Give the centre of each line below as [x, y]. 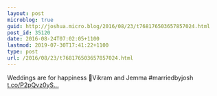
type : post [23, 52]
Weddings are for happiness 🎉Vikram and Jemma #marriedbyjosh [100, 77]
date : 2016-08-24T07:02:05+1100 [53, 39]
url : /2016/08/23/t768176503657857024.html [70, 58]
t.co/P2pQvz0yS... [33, 85]
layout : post [26, 13]
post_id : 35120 [29, 33]
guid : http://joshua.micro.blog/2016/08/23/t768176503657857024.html [109, 26]
